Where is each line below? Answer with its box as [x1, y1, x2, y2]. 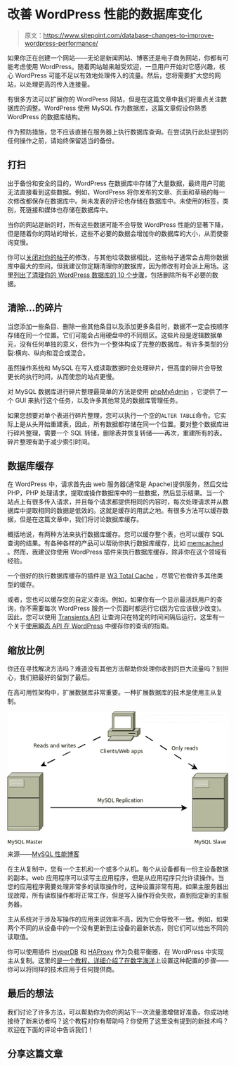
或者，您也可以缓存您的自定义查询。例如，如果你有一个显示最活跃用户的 [7, 595, 216, 604]
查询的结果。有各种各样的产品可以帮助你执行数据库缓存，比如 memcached [7, 539, 223, 547]
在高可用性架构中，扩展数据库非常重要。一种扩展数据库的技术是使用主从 [7, 688, 216, 697]
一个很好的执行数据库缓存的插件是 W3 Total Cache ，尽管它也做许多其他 [7, 571, 217, 580]
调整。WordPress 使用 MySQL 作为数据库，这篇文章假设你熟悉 [25, 104, 207, 112]
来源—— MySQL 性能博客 [7, 850, 80, 858]
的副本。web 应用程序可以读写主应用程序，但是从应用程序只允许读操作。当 [7, 873, 225, 881]
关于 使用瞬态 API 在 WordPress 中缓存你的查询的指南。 [13, 621, 173, 631]
